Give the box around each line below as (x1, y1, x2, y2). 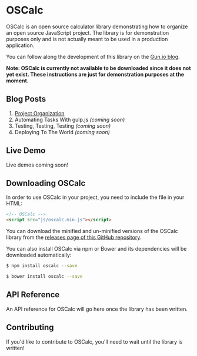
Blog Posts (6, 94, 46, 104)
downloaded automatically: (6, 251, 72, 259)
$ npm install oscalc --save (6, 263, 78, 269)
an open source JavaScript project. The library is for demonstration (6, 29, 169, 36)
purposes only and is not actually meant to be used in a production (6, 35, 168, 42)
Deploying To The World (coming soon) (14, 128, 111, 135)
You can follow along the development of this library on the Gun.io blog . (6, 53, 181, 60)
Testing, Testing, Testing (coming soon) (14, 122, 111, 129)
